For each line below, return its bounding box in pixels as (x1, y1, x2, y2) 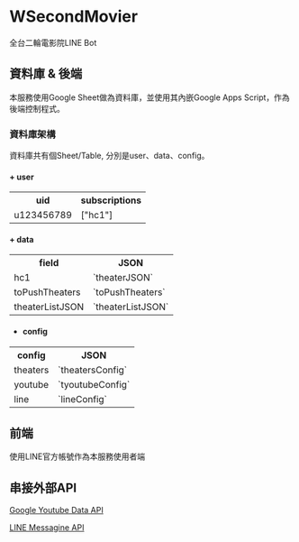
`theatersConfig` (58, 363, 128, 376)
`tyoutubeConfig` (58, 378, 131, 390)
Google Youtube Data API (9, 505, 104, 516)
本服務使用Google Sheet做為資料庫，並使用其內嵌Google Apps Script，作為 (9, 92, 290, 103)
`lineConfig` (58, 392, 108, 405)
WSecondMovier (9, 6, 138, 27)
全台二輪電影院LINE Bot (9, 37, 97, 48)
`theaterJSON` (93, 271, 153, 284)
